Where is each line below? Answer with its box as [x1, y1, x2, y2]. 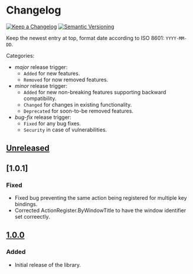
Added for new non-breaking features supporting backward [23, 88, 166, 95]
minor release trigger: [14, 82, 68, 89]
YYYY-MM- [165, 35, 187, 41]
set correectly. [14, 213, 50, 220]
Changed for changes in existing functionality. [23, 101, 132, 108]
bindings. [14, 201, 38, 208]
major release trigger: [14, 63, 68, 71]
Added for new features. [23, 70, 80, 77]
